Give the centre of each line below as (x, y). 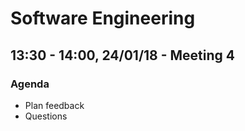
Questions (46, 116)
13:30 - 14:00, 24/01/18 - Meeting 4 (123, 55)
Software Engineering (103, 18)
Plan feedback (54, 105)
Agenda (30, 84)
